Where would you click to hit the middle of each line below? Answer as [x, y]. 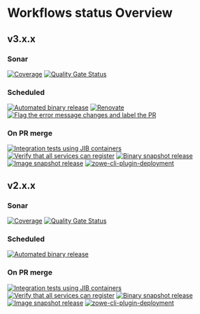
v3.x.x [22, 39]
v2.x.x [22, 185]
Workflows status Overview [90, 13]
